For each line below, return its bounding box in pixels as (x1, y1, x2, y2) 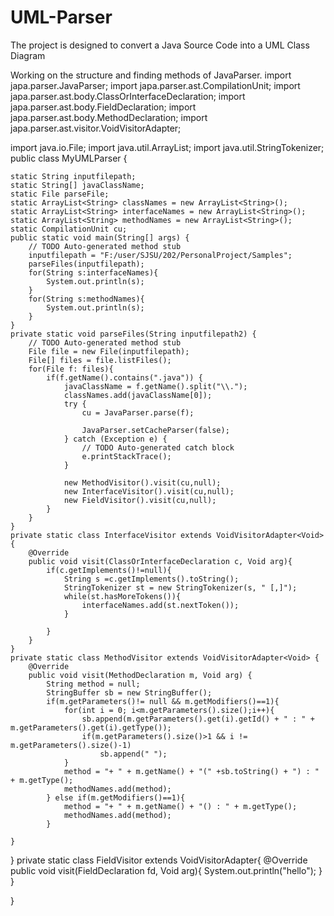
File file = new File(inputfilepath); (28, 346, 190, 356)
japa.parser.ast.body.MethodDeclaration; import (10, 111, 208, 123)
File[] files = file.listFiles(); (28, 355, 172, 365)
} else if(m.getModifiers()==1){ (46, 792, 186, 803)
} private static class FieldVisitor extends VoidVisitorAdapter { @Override (10, 854, 308, 866)
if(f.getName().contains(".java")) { (46, 372, 203, 383)
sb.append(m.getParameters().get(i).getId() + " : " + (81, 714, 315, 724)
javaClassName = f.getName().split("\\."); (63, 381, 248, 391)
